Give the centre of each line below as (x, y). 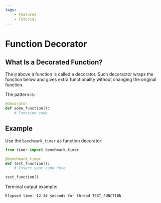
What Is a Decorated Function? (54, 62)
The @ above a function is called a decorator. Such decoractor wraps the (79, 74)
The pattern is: (20, 94)
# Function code (31, 113)
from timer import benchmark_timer (42, 150)
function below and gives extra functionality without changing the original (81, 79)
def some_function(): (28, 108)
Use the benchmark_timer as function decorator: (54, 140)
